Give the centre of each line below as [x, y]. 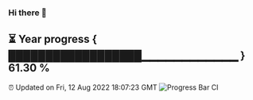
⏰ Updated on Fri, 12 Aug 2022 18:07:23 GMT [83, 87]
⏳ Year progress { [53, 39]
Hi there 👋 [28, 13]
